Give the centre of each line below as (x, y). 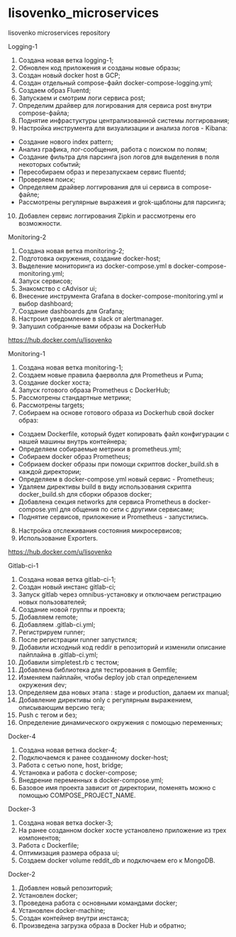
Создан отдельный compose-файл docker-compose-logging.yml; (116, 82)
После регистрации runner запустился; (78, 639)
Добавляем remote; (48, 617)
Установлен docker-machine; (62, 910)
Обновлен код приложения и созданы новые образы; (99, 67)
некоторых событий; (49, 164)
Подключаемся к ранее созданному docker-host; (93, 758)
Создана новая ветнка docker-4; (68, 750)
